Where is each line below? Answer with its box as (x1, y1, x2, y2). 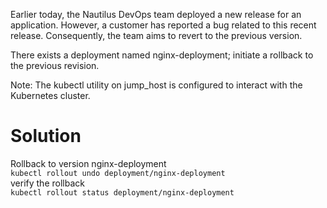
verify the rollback (10, 177, 85, 189)
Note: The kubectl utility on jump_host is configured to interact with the (10, 79, 303, 91)
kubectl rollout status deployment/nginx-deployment (10, 187, 235, 198)
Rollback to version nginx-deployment (10, 157, 167, 169)
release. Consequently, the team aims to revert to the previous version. (10, 30, 303, 41)
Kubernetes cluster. (10, 90, 91, 101)
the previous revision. (10, 60, 100, 71)
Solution (10, 125, 82, 148)
